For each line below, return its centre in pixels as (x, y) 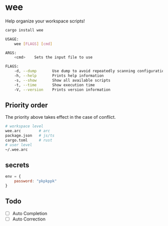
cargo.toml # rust (29, 140)
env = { (13, 177)
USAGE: (12, 39)
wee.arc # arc (28, 131)
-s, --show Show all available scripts (62, 80)
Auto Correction (29, 219)
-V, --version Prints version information (62, 90)
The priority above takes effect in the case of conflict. (60, 117)
